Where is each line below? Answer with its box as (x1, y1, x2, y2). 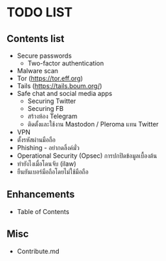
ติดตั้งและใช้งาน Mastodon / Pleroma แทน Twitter (27, 120, 159, 128)
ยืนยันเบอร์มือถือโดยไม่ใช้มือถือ (16, 168, 89, 176)
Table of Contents (16, 207, 70, 215)
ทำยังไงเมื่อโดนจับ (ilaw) (16, 159, 77, 168)
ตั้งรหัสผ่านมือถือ (16, 136, 56, 144)
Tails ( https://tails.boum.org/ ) (16, 82, 102, 90)
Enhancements (6, 188, 75, 201)
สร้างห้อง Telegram (27, 112, 77, 120)
